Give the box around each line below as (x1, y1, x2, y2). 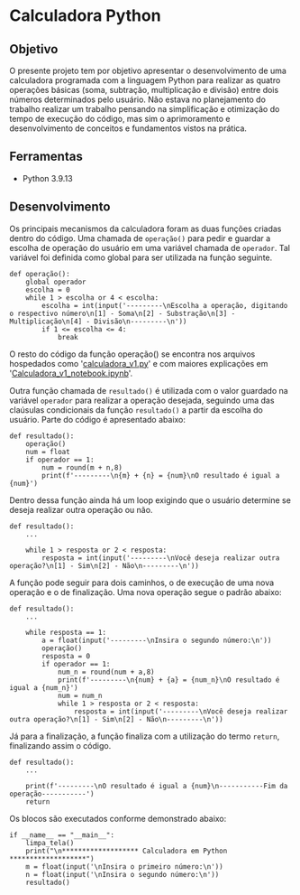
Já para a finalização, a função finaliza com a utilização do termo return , (9, 731, 280, 741)
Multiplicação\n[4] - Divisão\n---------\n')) (9, 317, 187, 326)
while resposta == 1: (25, 628, 106, 637)
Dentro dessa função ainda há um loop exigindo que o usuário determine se (9, 494, 291, 506)
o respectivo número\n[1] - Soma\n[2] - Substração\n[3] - (9, 309, 236, 318)
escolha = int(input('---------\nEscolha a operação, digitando (41, 301, 288, 310)
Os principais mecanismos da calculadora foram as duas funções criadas (9, 223, 282, 234)
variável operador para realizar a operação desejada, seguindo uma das (9, 395, 275, 406)
